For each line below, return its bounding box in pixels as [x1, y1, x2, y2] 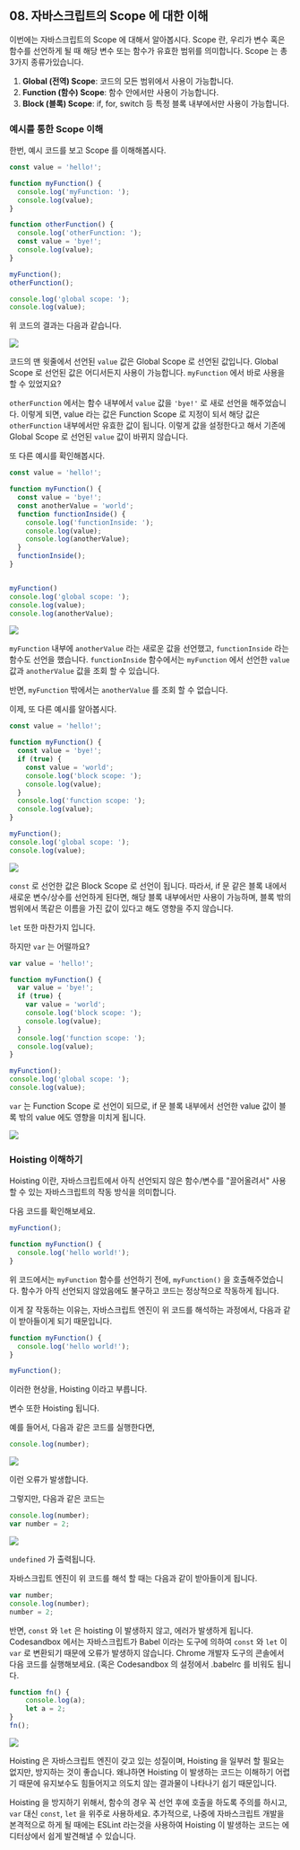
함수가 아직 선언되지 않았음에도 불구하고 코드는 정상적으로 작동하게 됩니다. [21, 1285, 279, 1296]
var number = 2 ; [9, 1519, 70, 1529]
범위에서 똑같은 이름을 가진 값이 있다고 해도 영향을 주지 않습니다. [9, 902, 235, 914]
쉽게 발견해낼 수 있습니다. [47, 1830, 136, 1841]
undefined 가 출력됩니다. [9, 1553, 96, 1564]
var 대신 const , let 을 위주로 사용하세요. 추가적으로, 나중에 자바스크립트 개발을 [9, 1808, 285, 1819]
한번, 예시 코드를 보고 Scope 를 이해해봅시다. [9, 145, 167, 155]
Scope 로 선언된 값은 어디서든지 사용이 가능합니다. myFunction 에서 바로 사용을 [9, 367, 286, 378]
